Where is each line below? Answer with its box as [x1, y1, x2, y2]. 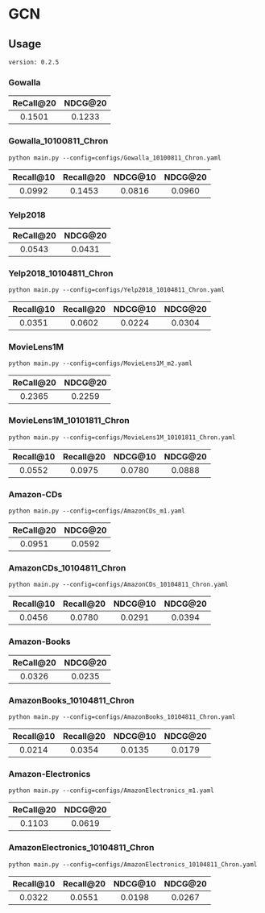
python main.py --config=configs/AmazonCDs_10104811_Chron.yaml [8, 581, 229, 589]
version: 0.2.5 [8, 58, 60, 66]
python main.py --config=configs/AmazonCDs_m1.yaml [8, 507, 185, 516]
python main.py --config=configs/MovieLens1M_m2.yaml [8, 359, 193, 367]
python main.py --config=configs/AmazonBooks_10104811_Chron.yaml [8, 712, 236, 721]
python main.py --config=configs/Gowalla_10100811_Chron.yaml [8, 154, 222, 162]
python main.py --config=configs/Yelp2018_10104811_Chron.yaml [8, 286, 226, 294]
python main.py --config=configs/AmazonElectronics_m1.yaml [8, 786, 215, 795]
